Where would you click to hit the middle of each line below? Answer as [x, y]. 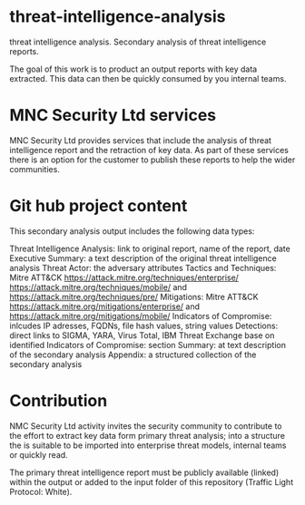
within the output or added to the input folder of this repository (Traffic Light [151, 481]
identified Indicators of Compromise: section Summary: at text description [148, 345]
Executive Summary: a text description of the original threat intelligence [143, 258]
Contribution [59, 401]
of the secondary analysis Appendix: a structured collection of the [133, 354]
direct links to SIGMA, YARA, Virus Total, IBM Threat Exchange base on [142, 335]
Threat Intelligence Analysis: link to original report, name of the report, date [150, 248]
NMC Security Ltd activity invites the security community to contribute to [146, 426]
